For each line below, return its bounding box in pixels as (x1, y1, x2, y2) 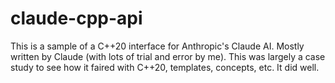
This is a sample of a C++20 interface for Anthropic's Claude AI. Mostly (10, 40, 305, 52)
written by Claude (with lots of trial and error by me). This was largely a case (10, 50, 326, 62)
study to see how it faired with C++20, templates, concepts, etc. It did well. (10, 61, 320, 73)
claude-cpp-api (10, 7, 143, 30)
